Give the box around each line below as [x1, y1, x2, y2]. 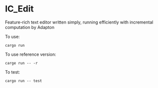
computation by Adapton [5, 24, 55, 30]
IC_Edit [5, 3, 34, 14]
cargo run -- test [5, 78, 42, 83]
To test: [5, 69, 20, 75]
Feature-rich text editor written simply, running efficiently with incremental [5, 19, 154, 25]
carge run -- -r [5, 61, 38, 65]
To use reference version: [5, 51, 57, 57]
